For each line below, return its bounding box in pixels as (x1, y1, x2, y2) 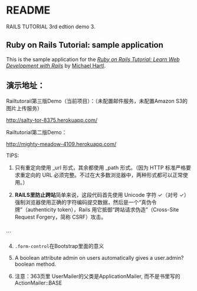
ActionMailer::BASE (14, 279, 63, 286)
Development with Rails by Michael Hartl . (6, 62, 106, 69)
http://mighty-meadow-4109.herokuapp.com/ (6, 140, 117, 147)
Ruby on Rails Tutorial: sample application (6, 40, 164, 50)
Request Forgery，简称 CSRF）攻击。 (14, 213, 107, 220)
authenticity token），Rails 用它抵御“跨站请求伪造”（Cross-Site (27, 206, 179, 213)
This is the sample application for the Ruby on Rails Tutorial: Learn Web (6, 55, 180, 62)
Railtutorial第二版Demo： (6, 128, 67, 135)
